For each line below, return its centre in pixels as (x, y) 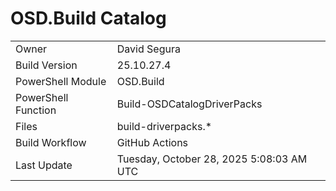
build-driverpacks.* (164, 126)
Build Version (46, 65)
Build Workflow (51, 142)
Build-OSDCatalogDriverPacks (189, 104)
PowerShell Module (61, 81)
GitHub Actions (152, 142)
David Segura (148, 49)
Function (36, 110)
